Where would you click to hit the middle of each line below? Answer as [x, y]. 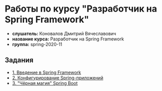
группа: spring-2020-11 [37, 44]
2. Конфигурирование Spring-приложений [57, 78]
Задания [19, 60]
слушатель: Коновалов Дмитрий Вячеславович [64, 33]
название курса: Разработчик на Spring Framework [68, 39]
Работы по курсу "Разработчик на [81, 9]
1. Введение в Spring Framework [47, 72]
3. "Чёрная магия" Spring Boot [45, 83]
